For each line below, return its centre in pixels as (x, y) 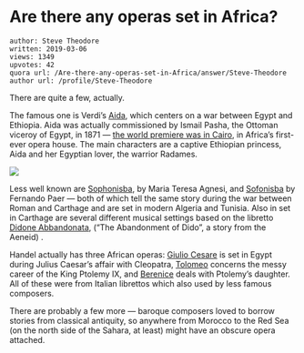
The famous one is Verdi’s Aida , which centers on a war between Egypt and (151, 115)
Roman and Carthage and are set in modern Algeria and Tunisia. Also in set (150, 207)
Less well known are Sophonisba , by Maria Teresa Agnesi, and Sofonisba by (152, 188)
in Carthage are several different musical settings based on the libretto (142, 217)
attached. (27, 339)
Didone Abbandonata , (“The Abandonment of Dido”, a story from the (138, 227)
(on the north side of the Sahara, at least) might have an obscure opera (142, 330)
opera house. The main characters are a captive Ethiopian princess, (155, 144)
